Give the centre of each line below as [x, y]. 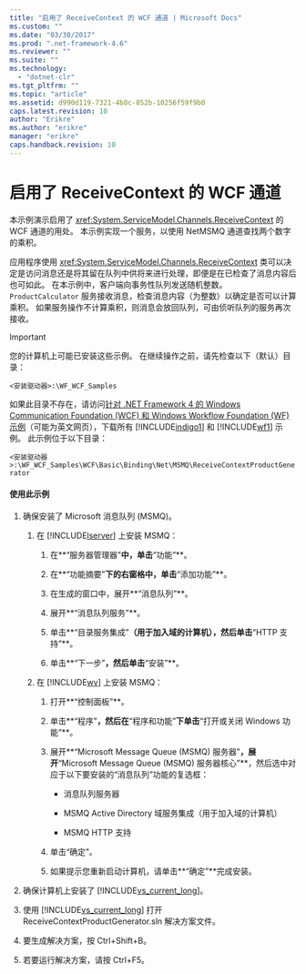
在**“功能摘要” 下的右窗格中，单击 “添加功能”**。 [141, 573]
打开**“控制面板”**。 [89, 701]
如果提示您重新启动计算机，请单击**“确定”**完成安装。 [153, 871]
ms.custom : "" [36, 26]
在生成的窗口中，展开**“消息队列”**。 [121, 594]
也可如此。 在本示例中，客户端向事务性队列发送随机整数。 [118, 284]
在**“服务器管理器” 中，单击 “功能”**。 [121, 554]
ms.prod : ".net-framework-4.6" [69, 43]
